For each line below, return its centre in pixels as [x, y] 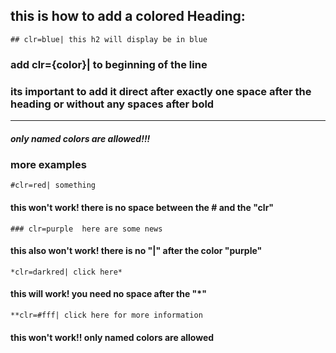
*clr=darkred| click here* [66, 272]
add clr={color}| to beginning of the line [109, 64]
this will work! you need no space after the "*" [108, 294]
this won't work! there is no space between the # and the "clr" [142, 207]
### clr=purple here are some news [86, 229]
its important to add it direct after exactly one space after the [161, 91]
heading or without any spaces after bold [112, 104]
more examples [48, 164]
